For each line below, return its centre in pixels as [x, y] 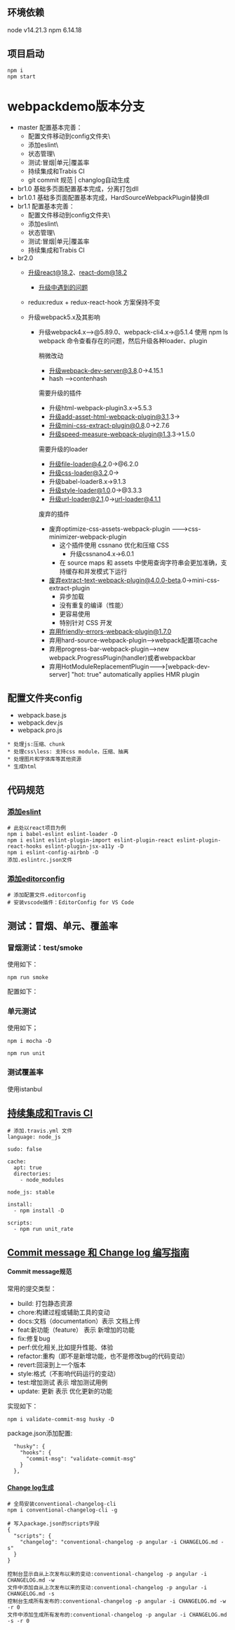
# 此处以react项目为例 [37, 828]
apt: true [28, 1168]
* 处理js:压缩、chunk [36, 745]
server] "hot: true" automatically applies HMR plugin [124, 674]
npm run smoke [28, 978]
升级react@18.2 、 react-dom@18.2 [78, 272]
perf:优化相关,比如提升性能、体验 [65, 1347]
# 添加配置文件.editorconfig [47, 895]
